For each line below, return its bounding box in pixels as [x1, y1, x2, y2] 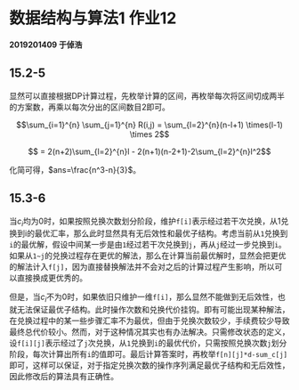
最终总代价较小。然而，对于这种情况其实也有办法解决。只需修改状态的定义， [9, 327, 290, 337]
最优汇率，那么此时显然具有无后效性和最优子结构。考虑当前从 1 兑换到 [34, 228, 288, 239]
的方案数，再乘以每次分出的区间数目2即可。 [9, 102, 171, 112]
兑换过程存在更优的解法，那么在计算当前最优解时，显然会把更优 [52, 250, 287, 261]
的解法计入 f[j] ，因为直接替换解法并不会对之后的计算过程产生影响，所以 [9, 262, 275, 272]
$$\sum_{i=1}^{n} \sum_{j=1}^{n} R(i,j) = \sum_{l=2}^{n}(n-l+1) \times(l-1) [16, 119, 283, 130]
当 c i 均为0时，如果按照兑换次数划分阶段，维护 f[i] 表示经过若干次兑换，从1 [9, 215, 282, 228]
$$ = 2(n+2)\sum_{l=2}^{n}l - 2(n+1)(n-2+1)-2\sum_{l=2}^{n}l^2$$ [28, 146, 271, 157]
